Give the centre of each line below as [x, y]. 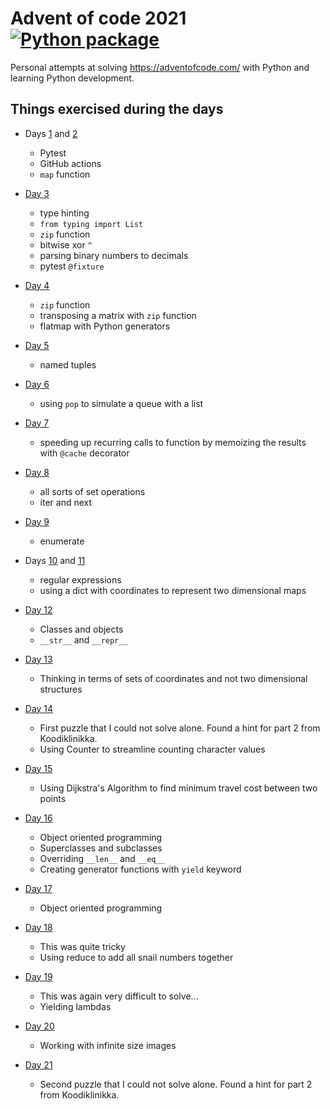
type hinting [64, 213]
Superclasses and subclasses [101, 848]
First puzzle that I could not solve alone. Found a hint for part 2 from [180, 728]
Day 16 [38, 818]
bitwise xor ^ [66, 244]
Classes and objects [81, 629]
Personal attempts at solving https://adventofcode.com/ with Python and [160, 67]
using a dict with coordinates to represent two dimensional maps [173, 590]
